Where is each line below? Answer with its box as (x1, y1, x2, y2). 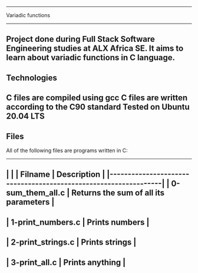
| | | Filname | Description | (6, 169, 105, 180)
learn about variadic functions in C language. (6, 52, 176, 63)
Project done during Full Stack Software (6, 34, 155, 44)
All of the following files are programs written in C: (6, 147, 128, 154)
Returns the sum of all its (71, 188, 165, 198)
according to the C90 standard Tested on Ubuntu (6, 102, 190, 112)
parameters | (6, 197, 55, 207)
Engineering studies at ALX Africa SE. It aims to (6, 44, 184, 54)
